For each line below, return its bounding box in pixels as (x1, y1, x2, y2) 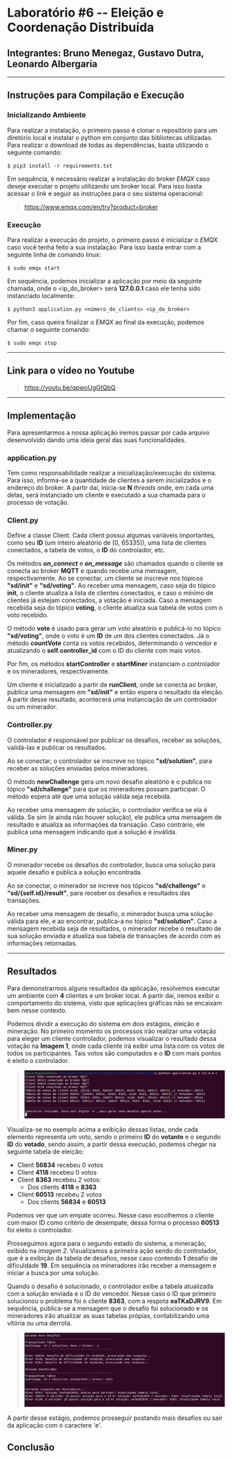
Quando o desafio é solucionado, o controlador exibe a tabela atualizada (7, 1282, 214, 1290)
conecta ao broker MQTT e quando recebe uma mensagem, (7, 567, 178, 575)
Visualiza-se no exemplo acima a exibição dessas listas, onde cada (7, 1125, 199, 1134)
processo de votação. (7, 498, 69, 507)
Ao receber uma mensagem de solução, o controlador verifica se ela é (7, 805, 208, 814)
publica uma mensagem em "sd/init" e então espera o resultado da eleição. (7, 688, 224, 696)
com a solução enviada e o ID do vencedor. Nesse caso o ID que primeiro (7, 1289, 216, 1297)
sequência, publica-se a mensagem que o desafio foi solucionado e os (7, 1304, 209, 1312)
